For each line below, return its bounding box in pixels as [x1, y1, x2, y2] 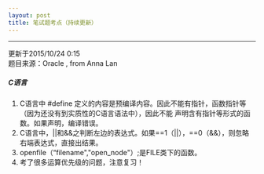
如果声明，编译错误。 [33, 118, 103, 128]
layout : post [8, 11, 51, 20]
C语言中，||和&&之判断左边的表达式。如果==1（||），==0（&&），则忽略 [19, 129, 250, 138]
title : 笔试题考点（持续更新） [8, 19, 97, 27]
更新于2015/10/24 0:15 [8, 49, 81, 58]
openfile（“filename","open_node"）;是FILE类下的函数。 [19, 148, 202, 158]
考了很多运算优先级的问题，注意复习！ [19, 158, 144, 167]
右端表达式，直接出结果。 [19, 138, 103, 147]
